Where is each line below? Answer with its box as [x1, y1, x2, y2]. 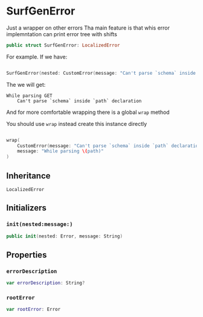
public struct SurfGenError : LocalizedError [6, 42, 120, 48]
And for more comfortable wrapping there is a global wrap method [6, 108, 170, 116]
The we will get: [6, 81, 46, 88]
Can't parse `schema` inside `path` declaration [17, 98, 142, 104]
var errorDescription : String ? [6, 280, 85, 286]
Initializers [6, 203, 47, 213]
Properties [6, 250, 47, 260]
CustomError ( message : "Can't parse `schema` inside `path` [17, 143, 169, 149]
